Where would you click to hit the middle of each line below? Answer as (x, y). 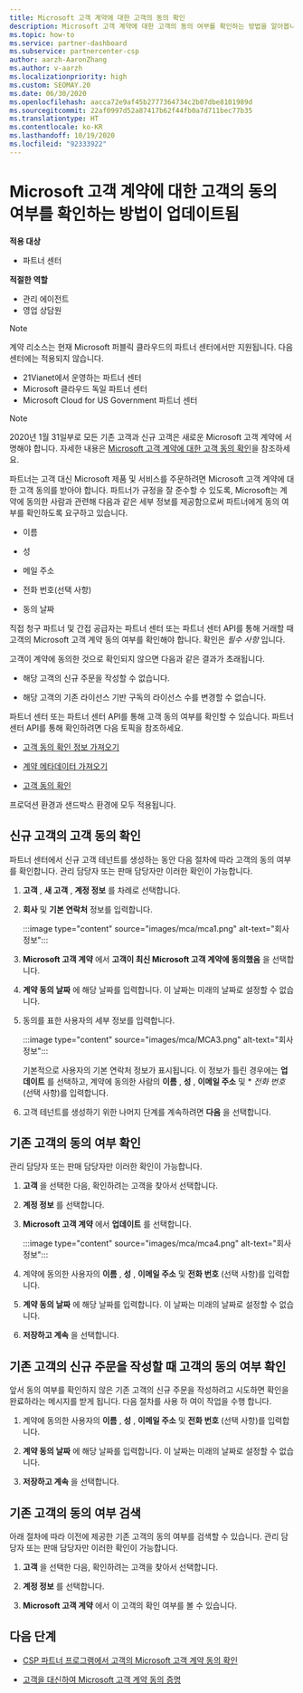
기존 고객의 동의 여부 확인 (76, 1143)
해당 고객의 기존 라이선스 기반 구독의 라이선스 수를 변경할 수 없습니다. (144, 697)
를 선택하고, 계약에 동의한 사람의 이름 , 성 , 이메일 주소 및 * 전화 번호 (166, 1081)
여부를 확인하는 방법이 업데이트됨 (124, 214)
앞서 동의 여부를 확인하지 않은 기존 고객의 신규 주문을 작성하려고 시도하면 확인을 (149, 1390)
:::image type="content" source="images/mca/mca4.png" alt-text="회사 (157, 1243)
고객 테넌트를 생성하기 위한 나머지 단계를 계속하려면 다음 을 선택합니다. (147, 1112)
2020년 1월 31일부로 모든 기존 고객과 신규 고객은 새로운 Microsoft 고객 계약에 (146, 436)
